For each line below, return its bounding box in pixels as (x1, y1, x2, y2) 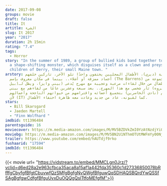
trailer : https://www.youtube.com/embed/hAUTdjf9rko (5, 136, 117, 141)
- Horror (9, 53, 28, 59)
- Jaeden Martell (9, 109, 46, 114)
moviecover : (5, 127, 30, 132)
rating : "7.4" (5, 44, 35, 49)
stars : (5, 100, 19, 105)
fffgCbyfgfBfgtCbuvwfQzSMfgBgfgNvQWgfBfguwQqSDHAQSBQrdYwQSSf (5, 170, 160, 176)
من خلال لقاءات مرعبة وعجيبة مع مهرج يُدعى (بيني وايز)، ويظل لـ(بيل (9, 81, 153, 86)
